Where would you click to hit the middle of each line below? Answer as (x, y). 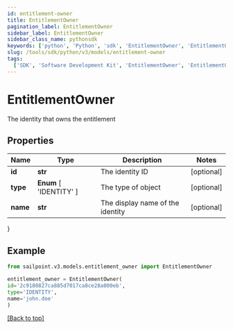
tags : (15, 59)
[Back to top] (26, 318)
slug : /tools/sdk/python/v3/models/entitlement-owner (87, 53)
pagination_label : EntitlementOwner (60, 26)
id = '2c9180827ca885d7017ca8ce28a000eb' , (67, 285)
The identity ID (124, 172)
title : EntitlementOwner (43, 20)
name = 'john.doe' (31, 298)
